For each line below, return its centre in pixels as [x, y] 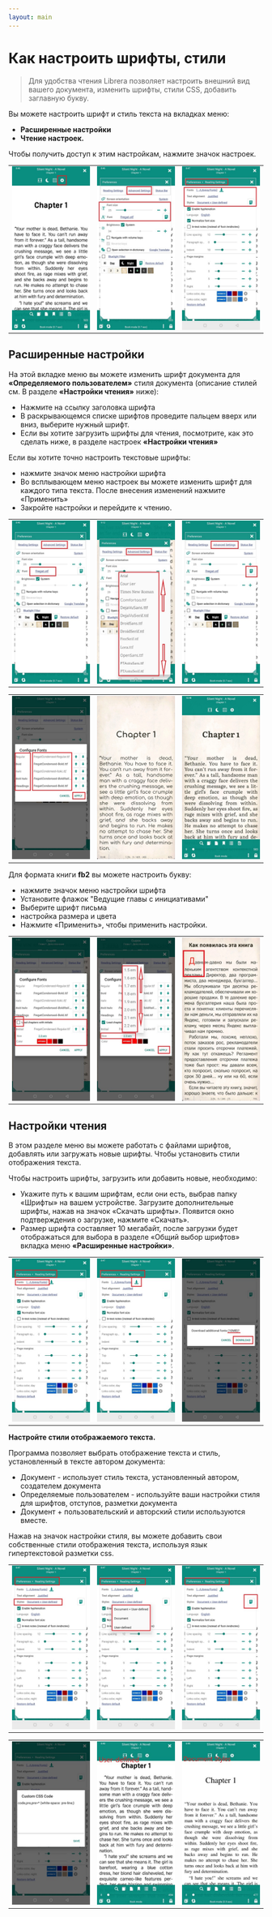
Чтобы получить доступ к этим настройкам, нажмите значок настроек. [132, 153]
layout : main [30, 17]
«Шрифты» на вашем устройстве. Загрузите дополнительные [127, 1203]
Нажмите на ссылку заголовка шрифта [87, 407]
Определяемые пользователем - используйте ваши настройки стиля [140, 1494]
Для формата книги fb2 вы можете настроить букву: [100, 874]
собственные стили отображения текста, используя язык [108, 1544]
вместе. [34, 1520]
